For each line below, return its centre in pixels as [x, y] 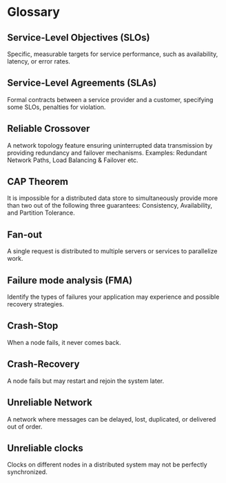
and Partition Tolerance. [41, 213]
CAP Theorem [38, 182]
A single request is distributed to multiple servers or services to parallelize [112, 251]
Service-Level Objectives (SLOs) [79, 38]
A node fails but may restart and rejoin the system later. [85, 381]
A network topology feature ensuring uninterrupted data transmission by [110, 145]
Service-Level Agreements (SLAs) [82, 83]
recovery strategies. [35, 304]
